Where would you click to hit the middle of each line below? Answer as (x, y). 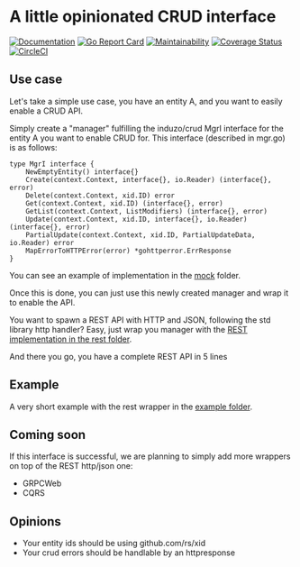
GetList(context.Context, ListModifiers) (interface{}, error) (147, 211)
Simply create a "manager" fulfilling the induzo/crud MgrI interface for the (146, 128)
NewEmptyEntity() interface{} (82, 172)
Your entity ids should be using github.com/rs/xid (114, 544)
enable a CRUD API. (46, 111)
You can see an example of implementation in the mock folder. (125, 275)
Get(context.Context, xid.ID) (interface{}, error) (124, 203)
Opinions (35, 521)
